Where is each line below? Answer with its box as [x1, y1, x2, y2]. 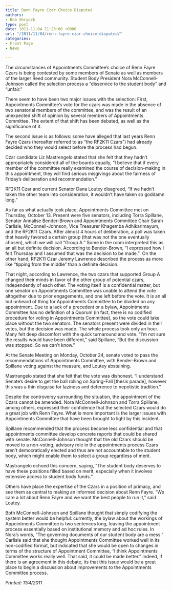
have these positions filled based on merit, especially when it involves [5, 468, 153, 474]
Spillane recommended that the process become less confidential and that [5, 425, 162, 431]
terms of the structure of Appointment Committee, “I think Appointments [5, 547, 158, 554]
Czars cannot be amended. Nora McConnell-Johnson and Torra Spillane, [5, 399, 159, 405]
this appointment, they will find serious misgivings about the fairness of [5, 170, 156, 176]
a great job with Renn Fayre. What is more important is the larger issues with [5, 410, 166, 416]
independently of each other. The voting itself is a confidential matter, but [5, 282, 160, 288]
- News [5, 46, 19, 51]
